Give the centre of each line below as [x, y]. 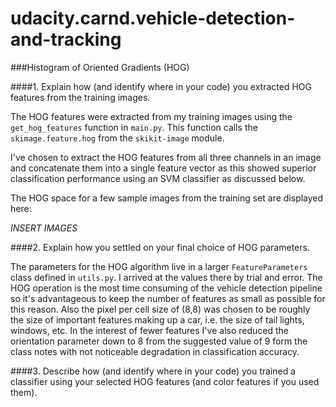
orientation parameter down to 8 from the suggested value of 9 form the [159, 341]
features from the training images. [80, 97]
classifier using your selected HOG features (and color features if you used [165, 381]
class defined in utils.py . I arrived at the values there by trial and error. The [166, 277]
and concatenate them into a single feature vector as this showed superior [163, 168]
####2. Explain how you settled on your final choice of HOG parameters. [160, 247]
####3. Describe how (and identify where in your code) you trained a [153, 371]
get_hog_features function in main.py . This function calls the [134, 127]
